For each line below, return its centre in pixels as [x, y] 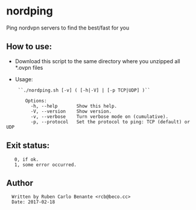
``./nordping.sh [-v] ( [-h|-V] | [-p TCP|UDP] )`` [84, 90]
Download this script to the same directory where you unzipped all [97, 61]
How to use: [29, 47]
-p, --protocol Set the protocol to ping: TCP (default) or [110, 122]
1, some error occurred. [46, 165]
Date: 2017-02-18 [33, 202]
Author [20, 183]
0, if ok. [27, 159]
